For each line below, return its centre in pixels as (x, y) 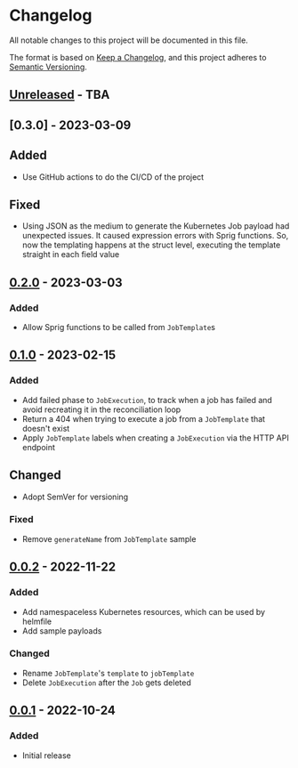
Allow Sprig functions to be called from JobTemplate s (119, 327)
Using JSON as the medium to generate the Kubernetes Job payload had (156, 226)
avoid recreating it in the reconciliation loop (101, 409)
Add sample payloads (62, 631)
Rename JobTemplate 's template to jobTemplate (108, 673)
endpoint (39, 447)
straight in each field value (71, 255)
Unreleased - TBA (60, 95)
